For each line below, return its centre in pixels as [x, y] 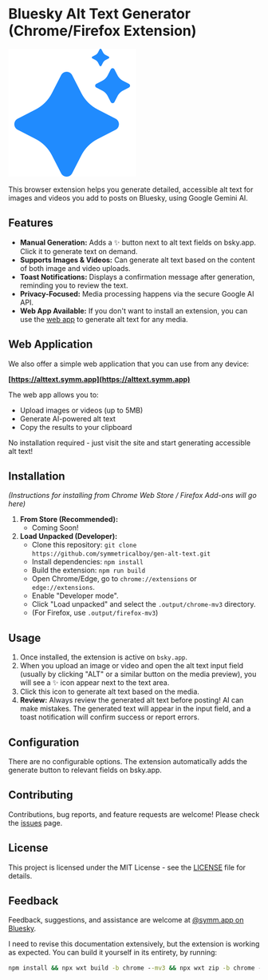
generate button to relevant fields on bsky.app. [85, 770]
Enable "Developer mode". [75, 596]
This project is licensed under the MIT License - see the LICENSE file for [127, 867]
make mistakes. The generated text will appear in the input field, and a [135, 709]
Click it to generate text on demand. [79, 251]
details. [20, 875]
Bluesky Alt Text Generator [100, 14]
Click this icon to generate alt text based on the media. [109, 691]
